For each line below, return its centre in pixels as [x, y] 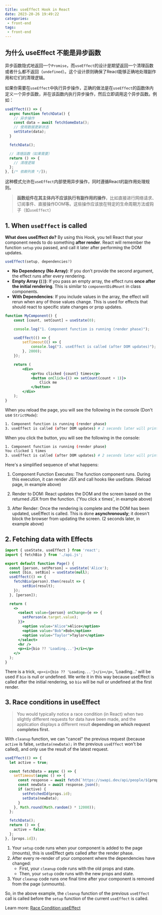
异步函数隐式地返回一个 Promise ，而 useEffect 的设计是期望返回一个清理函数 [79, 65]
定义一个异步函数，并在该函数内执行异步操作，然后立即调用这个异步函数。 [79, 94]
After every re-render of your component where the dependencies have [83, 858]
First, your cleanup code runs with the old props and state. [77, 868]
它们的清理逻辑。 [30, 78]
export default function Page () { [40, 563]
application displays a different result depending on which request [83, 724]
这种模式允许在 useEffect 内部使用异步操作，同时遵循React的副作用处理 [75, 182]
